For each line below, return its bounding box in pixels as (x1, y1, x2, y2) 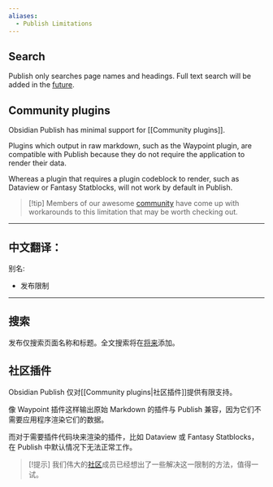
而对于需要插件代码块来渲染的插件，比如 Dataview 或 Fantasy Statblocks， (8, 432, 258, 441)
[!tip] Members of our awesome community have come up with (28, 199, 240, 208)
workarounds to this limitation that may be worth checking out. (28, 207, 238, 217)
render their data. (8, 158, 67, 168)
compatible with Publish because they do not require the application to (8, 150, 245, 160)
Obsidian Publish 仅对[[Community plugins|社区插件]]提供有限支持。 (8, 387, 237, 397)
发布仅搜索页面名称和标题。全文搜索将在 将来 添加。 (8, 337, 180, 347)
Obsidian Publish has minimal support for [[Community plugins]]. (8, 125, 226, 135)
